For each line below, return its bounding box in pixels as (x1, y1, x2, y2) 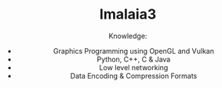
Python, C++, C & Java (96, 55, 171, 64)
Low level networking (99, 62, 169, 72)
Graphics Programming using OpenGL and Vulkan (53, 46, 214, 55)
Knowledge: (108, 31, 147, 40)
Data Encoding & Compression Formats (70, 71, 198, 80)
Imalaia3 (99, 5, 157, 23)
